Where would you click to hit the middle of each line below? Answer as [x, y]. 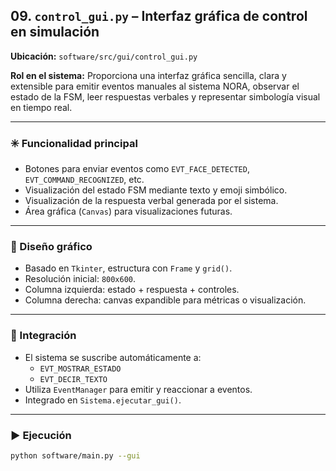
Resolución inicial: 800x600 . [80, 279]
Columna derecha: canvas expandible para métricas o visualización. [165, 300]
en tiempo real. [41, 107]
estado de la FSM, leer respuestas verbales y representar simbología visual [165, 96]
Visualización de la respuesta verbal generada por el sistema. [151, 201]
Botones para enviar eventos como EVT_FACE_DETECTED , [137, 169]
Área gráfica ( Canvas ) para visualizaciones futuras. [128, 211]
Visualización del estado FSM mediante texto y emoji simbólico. [156, 190]
